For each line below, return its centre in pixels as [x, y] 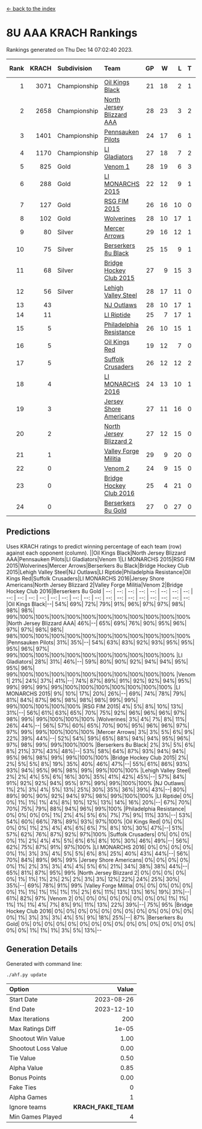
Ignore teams [28, 1107]
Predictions [28, 532]
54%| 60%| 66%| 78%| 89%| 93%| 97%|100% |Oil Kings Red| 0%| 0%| [95, 821]
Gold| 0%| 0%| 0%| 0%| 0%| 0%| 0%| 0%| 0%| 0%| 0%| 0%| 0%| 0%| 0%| [101, 924]
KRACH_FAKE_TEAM [103, 1107]
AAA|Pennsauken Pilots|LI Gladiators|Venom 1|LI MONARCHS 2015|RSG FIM [101, 559]
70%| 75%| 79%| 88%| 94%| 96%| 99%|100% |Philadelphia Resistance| [96, 809]
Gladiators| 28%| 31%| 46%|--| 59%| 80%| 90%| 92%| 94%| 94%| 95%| [97, 661]
